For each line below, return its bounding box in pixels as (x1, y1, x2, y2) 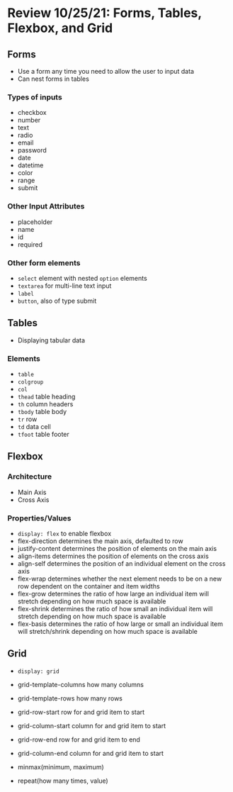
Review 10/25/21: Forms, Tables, (7, 5, 202, 21)
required (17, 240, 43, 249)
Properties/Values (7, 513, 72, 523)
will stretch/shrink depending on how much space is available (17, 627, 198, 635)
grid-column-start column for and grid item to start (17, 721, 166, 730)
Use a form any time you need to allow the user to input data (17, 67, 195, 75)
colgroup (17, 379, 44, 386)
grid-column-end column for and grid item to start (17, 749, 164, 757)
